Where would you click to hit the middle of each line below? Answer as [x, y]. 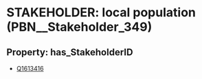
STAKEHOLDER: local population [101, 13]
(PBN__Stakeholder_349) [79, 27]
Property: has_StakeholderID [70, 52]
